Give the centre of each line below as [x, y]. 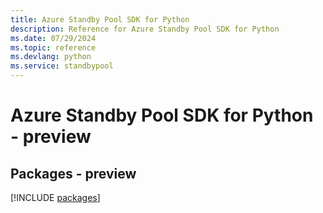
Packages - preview [73, 173]
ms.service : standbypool [62, 66]
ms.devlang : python [51, 57]
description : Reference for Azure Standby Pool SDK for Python [145, 29]
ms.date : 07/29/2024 [53, 38]
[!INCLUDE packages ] [55, 197]
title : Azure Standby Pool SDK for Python [100, 19]
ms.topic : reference [53, 47]
